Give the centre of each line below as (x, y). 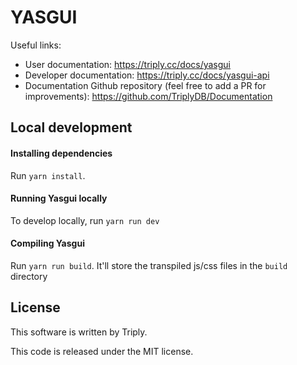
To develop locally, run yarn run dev (85, 220)
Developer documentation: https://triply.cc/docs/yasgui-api (147, 75)
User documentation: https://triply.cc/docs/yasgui (128, 64)
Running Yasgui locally (59, 198)
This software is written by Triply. (79, 332)
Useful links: (36, 45)
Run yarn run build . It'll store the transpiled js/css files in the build (149, 265)
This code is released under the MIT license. (102, 351)
